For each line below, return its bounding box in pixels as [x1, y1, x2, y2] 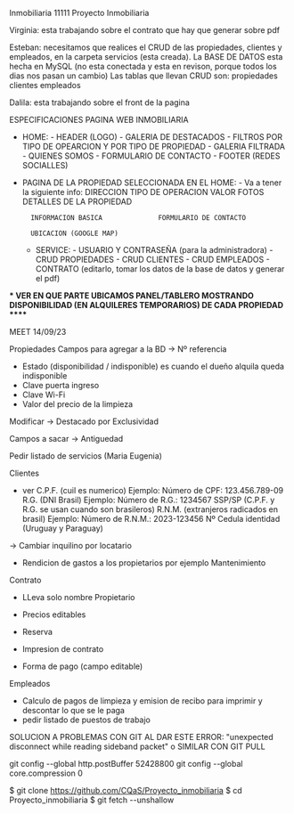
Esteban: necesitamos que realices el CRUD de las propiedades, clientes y [9, 42, 282, 53]
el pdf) [35, 273, 61, 283]
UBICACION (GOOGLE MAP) [30, 229, 118, 238]
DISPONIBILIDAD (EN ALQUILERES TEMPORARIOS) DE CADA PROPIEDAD [9, 300, 283, 310]
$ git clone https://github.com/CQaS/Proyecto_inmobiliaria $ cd [9, 786, 242, 795]
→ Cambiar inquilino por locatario [9, 541, 132, 550]
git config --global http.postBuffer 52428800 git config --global [9, 759, 243, 769]
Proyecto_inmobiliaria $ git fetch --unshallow [9, 794, 175, 805]
